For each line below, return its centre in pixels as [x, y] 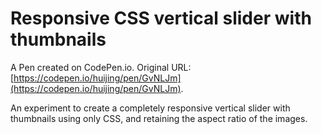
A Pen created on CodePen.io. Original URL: [101, 67]
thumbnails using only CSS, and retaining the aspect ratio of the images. [159, 118]
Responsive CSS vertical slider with [161, 18]
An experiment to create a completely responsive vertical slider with [150, 108]
